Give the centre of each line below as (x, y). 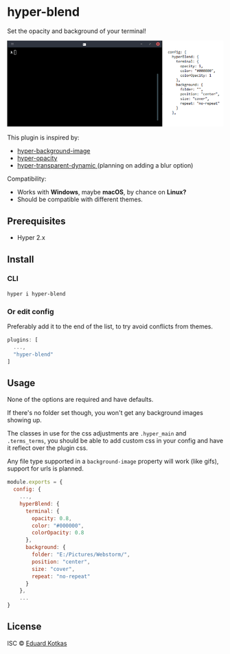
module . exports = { (35, 482)
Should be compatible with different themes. (80, 199)
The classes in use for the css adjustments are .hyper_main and (97, 433)
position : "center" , (61, 562)
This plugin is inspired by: (44, 137)
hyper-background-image (54, 151)
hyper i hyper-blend (37, 294)
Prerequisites (36, 221)
